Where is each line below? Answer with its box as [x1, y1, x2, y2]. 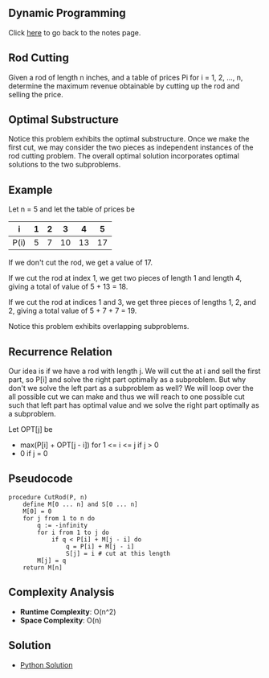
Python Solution [19, 660, 73, 670]
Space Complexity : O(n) [19, 615, 102, 625]
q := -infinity [37, 521, 88, 529]
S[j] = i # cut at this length [65, 549, 171, 557]
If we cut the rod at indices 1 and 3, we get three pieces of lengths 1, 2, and [8, 298, 257, 307]
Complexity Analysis [8, 586, 115, 599]
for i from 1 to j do [37, 528, 110, 536]
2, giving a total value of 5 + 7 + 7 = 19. [8, 306, 137, 316]
